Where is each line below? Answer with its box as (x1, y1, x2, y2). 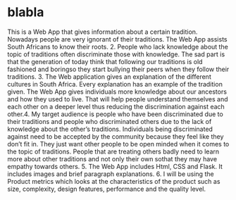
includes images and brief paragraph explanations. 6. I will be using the (7, 170, 214, 178)
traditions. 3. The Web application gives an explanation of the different (7, 72, 211, 81)
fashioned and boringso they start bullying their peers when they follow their (7, 65, 230, 73)
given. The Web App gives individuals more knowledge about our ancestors (7, 87, 228, 96)
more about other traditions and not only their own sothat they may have (7, 154, 217, 163)
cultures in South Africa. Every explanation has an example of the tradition (7, 80, 223, 88)
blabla (7, 4, 44, 20)
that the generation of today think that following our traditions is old (7, 57, 203, 65)
